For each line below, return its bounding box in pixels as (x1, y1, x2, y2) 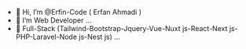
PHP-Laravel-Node (15, 32, 77, 41)
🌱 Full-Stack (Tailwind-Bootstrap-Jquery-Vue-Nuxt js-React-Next (15, 24, 228, 33)
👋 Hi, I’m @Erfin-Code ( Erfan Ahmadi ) (15, 8, 142, 16)
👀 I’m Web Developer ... (15, 16, 92, 25)
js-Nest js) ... (78, 32, 120, 41)
